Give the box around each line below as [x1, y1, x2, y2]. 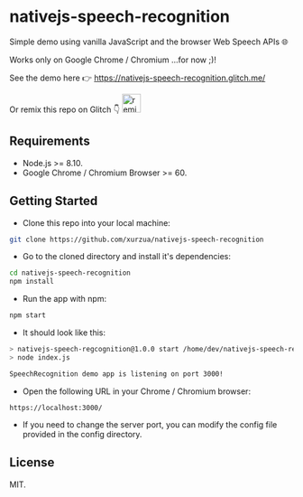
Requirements [9, 134, 90, 149]
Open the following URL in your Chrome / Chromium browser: [22, 386, 251, 397]
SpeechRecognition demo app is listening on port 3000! [9, 369, 224, 379]
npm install [9, 277, 54, 286]
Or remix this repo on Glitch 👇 [9, 104, 120, 115]
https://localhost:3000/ [9, 403, 103, 412]
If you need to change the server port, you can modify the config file [22, 418, 278, 430]
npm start [9, 311, 47, 320]
